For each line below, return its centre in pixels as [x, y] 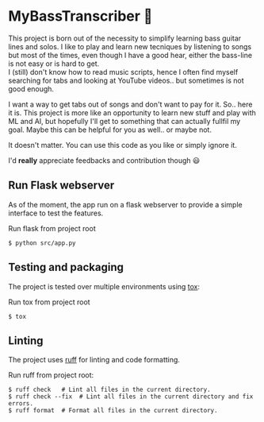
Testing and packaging [66, 267]
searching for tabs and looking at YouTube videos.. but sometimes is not [126, 80]
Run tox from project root [49, 302]
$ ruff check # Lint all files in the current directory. [110, 390]
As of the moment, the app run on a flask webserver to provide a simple [126, 204]
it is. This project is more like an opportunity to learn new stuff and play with [132, 112]
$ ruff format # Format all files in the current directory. [113, 411]
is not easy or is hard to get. [54, 64]
